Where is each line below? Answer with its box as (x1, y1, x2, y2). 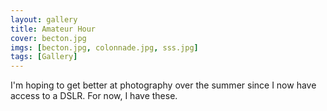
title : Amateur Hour (10, 24, 97, 34)
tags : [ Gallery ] (10, 52, 78, 62)
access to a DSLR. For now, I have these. (10, 90, 178, 102)
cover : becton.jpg (10, 33, 87, 43)
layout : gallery (10, 14, 78, 25)
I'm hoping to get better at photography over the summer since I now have (10, 79, 317, 91)
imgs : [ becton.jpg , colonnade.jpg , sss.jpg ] (10, 42, 199, 53)
